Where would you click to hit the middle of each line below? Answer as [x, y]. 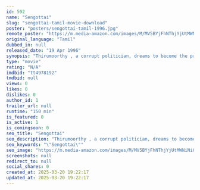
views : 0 [17, 84]
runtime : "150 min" [30, 111]
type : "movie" [24, 61]
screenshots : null [29, 155]
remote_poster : [25, 34]
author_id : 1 [22, 100]
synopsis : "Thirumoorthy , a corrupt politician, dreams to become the [97, 56]
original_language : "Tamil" [41, 39]
